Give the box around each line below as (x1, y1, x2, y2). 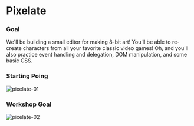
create (6, 45, 22, 52)
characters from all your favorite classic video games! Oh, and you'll (22, 45, 189, 52)
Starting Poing (6, 72, 48, 80)
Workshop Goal (6, 100, 52, 108)
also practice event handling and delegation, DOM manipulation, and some (6, 51, 188, 58)
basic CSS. (6, 57, 33, 64)
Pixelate (6, 4, 47, 18)
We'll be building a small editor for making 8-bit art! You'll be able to (6, 38, 171, 45)
